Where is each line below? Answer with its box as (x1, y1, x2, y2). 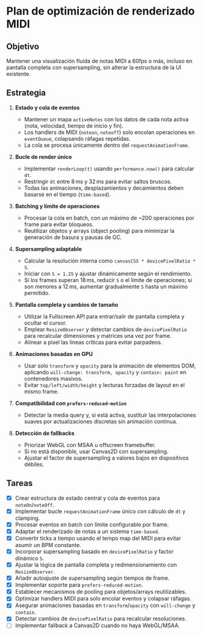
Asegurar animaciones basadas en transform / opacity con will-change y (15, 602, 196, 609)
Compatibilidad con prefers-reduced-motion (15, 399, 127, 407)
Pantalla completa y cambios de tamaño (15, 301, 118, 308)
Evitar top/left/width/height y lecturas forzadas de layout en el (24, 381, 185, 389)
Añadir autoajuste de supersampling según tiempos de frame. (15, 574, 170, 582)
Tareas (6, 478, 33, 489)
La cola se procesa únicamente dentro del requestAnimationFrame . (24, 141, 190, 149)
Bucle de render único (15, 153, 72, 160)
